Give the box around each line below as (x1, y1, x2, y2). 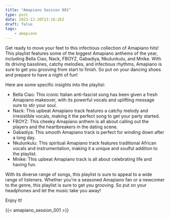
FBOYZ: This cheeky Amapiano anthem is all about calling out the (12, 119, 149, 124)
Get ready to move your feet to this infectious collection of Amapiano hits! (5, 45, 159, 51)
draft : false (5, 21, 33, 27)
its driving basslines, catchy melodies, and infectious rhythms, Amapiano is (5, 61, 162, 67)
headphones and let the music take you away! (5, 188, 101, 193)
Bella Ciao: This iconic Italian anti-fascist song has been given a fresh (12, 92, 158, 97)
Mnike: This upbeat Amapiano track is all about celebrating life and (12, 156, 152, 162)
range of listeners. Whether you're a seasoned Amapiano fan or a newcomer (5, 177, 165, 183)
